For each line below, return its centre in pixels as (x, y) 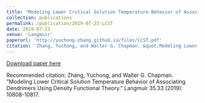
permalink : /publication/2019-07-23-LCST (60, 23)
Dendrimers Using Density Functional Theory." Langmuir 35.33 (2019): (95, 88)
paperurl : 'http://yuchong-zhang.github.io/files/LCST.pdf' (85, 40)
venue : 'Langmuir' (30, 35)
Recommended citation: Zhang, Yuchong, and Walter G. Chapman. (90, 75)
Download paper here (34, 63)
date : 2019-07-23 (28, 29)
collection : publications (39, 18)
